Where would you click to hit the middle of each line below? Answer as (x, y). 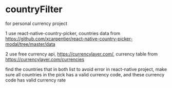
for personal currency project (36, 23)
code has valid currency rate (35, 80)
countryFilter (34, 9)
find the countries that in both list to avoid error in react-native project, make (86, 69)
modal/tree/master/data (30, 44)
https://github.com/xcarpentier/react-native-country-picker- (69, 39)
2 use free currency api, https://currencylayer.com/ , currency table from (82, 54)
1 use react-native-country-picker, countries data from (63, 33)
